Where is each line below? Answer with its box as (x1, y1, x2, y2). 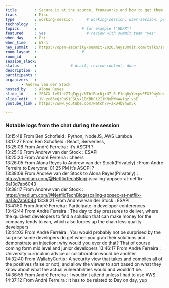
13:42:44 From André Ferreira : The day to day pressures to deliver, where (5, 208, 159, 214)
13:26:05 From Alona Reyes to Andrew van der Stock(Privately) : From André (5, 160, 164, 166)
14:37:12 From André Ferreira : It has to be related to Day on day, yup (5, 277, 147, 283)
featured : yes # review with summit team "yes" (5, 31, 156, 36)
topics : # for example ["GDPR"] (5, 26, 132, 31)
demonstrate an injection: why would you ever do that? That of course (5, 240, 151, 246)
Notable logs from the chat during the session (5, 122, 120, 129)
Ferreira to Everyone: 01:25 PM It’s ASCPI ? (5, 165, 94, 171)
